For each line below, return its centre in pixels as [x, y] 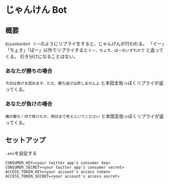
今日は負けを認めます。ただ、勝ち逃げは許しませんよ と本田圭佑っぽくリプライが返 [84, 83]
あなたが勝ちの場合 [29, 71]
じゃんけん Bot [36, 10]
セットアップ [26, 140]
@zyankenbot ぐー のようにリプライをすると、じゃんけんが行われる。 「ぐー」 [85, 44]
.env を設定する [21, 153]
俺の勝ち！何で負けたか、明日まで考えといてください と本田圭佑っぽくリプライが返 [85, 116]
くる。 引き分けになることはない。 [42, 56]
